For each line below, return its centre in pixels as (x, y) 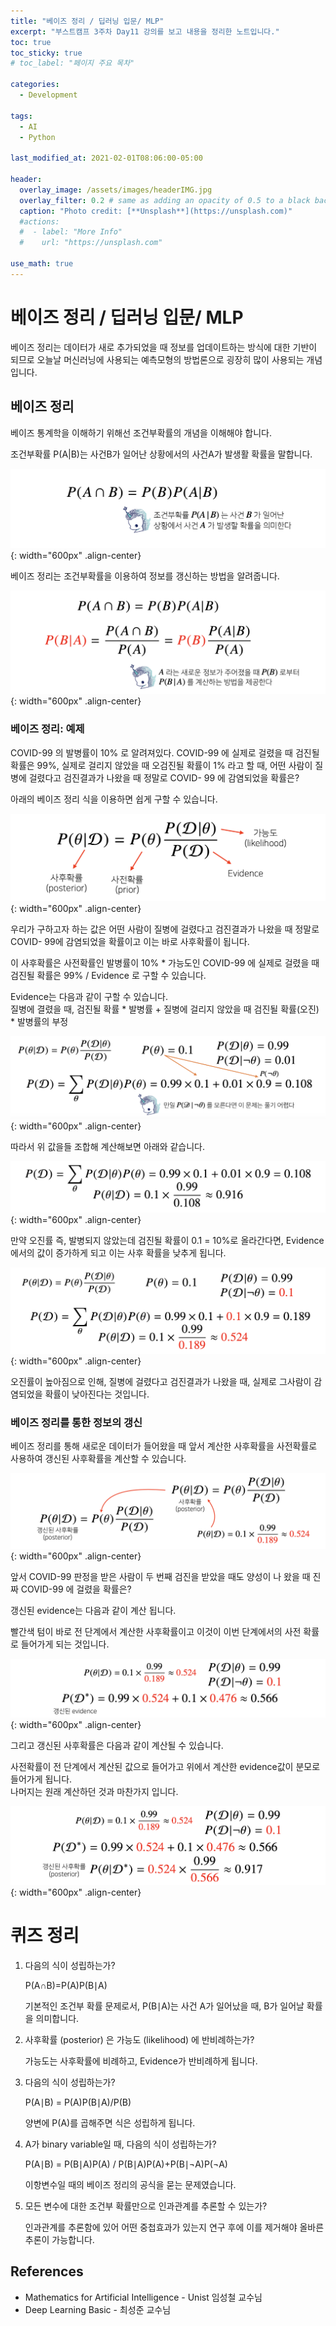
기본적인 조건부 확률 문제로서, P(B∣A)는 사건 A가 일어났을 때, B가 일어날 (164, 2006)
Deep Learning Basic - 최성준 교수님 (98, 2309)
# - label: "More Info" (71, 232)
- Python (37, 137)
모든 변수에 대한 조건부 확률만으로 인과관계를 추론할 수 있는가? (146, 2206)
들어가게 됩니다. (41, 1779)
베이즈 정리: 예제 (47, 729)
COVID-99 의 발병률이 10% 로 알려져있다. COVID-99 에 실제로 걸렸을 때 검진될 (165, 752)
